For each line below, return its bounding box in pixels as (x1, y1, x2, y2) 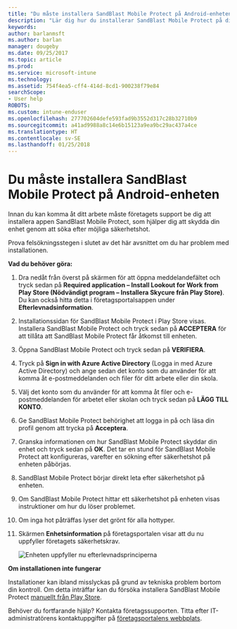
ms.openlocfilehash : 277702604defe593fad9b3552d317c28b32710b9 (8, 115, 198, 122)
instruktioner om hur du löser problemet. (18, 502, 136, 511)
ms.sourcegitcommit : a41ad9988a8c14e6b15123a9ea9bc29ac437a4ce (8, 121, 198, 129)
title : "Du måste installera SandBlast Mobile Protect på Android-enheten (8, 10, 232, 18)
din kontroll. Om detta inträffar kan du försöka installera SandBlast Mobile (8, 585, 221, 594)
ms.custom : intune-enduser (8, 108, 87, 116)
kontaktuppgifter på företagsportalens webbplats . (58, 614, 203, 623)
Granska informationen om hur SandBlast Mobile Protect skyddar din (18, 437, 217, 446)
